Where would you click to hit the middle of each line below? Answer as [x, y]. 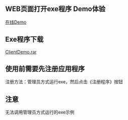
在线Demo [16, 22]
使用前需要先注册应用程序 [45, 69]
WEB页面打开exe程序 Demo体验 [55, 9]
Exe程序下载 [24, 39]
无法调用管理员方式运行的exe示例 [40, 112]
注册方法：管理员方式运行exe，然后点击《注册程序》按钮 [64, 82]
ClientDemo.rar [21, 52]
